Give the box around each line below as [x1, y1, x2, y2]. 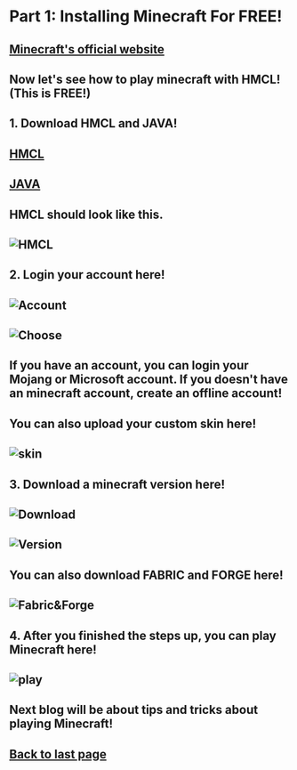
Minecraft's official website [9, 42, 165, 57]
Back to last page [9, 746, 107, 762]
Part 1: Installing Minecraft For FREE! [9, 6, 283, 27]
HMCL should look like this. [9, 207, 164, 222]
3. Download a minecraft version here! [9, 476, 225, 491]
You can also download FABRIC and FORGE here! [9, 567, 284, 582]
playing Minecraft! [9, 717, 114, 732]
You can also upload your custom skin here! [9, 416, 257, 431]
